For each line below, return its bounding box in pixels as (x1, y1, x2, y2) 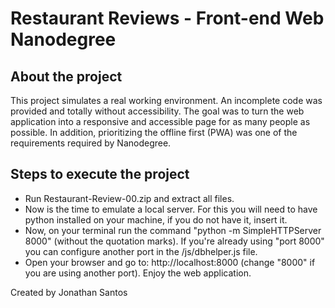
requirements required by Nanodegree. (10, 137, 172, 149)
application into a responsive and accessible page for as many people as (10, 116, 311, 127)
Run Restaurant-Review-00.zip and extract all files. (24, 192, 235, 204)
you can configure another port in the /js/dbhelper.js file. (24, 245, 258, 257)
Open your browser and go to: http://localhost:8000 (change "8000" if (24, 256, 316, 268)
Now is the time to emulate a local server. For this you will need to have (24, 203, 318, 215)
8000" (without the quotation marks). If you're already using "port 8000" (24, 235, 325, 247)
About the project (10, 68, 123, 85)
